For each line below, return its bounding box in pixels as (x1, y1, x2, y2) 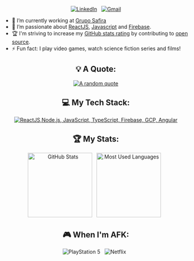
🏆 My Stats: (72, 134, 119, 144)
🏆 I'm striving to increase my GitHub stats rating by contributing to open (11, 30, 188, 37)
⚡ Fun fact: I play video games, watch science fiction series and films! (11, 45, 181, 52)
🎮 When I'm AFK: (62, 230, 129, 240)
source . (11, 38, 31, 45)
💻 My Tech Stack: (61, 98, 131, 108)
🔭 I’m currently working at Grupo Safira (11, 17, 107, 24)
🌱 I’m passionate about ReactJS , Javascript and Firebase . (11, 24, 152, 30)
